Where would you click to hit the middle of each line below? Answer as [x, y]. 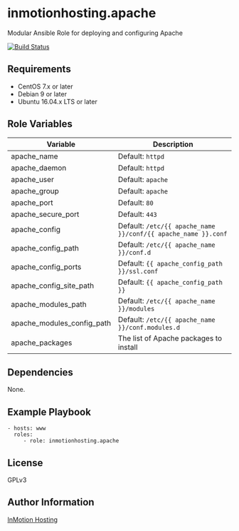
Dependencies [40, 372]
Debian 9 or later [42, 93]
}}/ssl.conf [138, 271]
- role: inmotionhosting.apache [71, 441]
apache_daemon [39, 168]
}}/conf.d [134, 252]
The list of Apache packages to [170, 338]
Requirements [39, 69]
